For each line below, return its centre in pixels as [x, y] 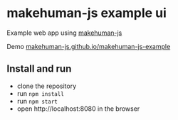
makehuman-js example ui [87, 13]
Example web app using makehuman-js [64, 33]
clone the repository [47, 86]
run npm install [41, 93]
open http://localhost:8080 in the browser [78, 109]
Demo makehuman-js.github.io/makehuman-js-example [89, 46]
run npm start [37, 101]
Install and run [39, 69]
